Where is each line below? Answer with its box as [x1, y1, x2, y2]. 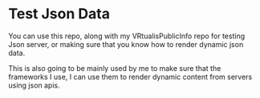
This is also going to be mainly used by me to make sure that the [8, 63, 221, 73]
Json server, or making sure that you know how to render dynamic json [8, 39, 244, 49]
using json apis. [8, 80, 60, 90]
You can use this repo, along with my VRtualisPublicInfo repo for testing [8, 31, 246, 41]
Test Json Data [8, 5, 111, 23]
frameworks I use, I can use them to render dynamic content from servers [8, 72, 253, 81]
